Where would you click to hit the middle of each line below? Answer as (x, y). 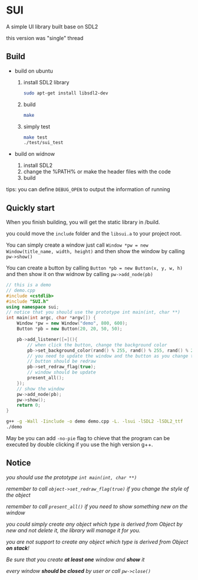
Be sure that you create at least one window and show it (75, 559)
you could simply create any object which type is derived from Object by (94, 524)
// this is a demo (29, 285)
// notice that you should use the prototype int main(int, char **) (93, 312)
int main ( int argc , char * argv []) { (51, 318)
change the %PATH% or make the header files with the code (97, 172)
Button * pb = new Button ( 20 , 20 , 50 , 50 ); (70, 329)
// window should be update (62, 372)
